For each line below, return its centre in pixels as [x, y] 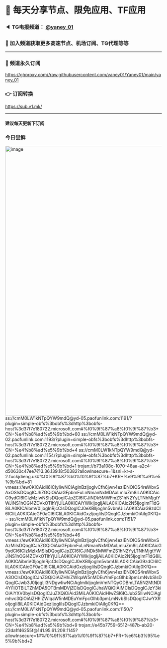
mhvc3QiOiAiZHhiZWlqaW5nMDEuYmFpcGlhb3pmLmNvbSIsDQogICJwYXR [83, 598]
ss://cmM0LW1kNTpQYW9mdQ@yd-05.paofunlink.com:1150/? [69, 609]
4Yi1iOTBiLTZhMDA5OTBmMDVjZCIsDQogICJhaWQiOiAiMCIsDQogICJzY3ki [83, 588]
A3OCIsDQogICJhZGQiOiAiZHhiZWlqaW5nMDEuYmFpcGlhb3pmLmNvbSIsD [83, 577]
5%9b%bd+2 [19, 641]
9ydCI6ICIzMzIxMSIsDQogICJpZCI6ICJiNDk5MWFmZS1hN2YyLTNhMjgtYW [83, 551]
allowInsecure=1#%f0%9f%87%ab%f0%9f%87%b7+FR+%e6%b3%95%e [83, 636]
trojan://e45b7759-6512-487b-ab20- [117, 625]
